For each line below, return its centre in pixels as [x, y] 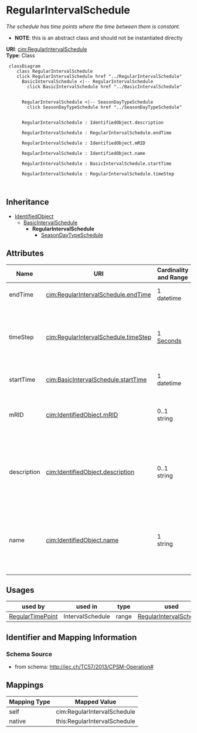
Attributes [25, 254]
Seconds [169, 341]
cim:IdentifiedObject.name [82, 540]
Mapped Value [96, 701]
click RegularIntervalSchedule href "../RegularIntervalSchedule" [99, 76]
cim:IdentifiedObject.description [90, 471]
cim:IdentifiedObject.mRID [82, 415]
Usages [20, 590]
